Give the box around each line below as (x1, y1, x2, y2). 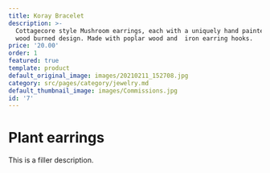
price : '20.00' (8, 42, 59, 50)
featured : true (8, 57, 59, 65)
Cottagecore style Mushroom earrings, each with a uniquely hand (15, 27, 239, 35)
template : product (8, 64, 70, 72)
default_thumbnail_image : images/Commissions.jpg (8, 86, 178, 95)
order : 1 (8, 49, 38, 57)
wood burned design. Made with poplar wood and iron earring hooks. (15, 34, 253, 43)
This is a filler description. (8, 155, 94, 165)
